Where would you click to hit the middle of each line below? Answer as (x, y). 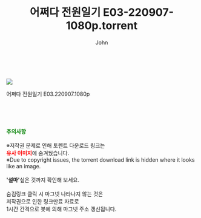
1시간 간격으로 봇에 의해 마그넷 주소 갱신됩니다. (61, 209)
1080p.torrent (102, 26)
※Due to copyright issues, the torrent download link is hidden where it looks (100, 160)
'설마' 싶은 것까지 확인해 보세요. (43, 180)
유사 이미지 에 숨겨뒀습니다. (38, 153)
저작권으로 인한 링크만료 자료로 (43, 201)
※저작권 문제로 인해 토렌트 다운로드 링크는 (56, 145)
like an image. (24, 166)
